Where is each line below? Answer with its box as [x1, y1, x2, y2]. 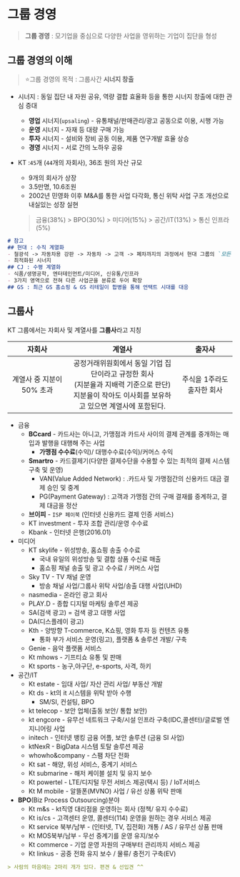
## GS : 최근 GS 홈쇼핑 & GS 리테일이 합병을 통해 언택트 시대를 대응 [7, 284, 189, 291]
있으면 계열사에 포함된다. [87, 401, 166, 411]
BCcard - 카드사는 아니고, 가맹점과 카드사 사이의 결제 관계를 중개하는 [28, 429, 221, 438]
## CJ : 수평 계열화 [7, 264, 61, 271]
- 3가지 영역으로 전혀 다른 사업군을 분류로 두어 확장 [7, 277, 143, 284]
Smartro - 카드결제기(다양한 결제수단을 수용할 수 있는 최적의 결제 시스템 [28, 456, 230, 465]
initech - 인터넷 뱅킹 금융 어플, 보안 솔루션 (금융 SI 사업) [28, 733, 185, 741]
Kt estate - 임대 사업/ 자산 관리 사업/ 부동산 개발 [28, 679, 163, 688]
